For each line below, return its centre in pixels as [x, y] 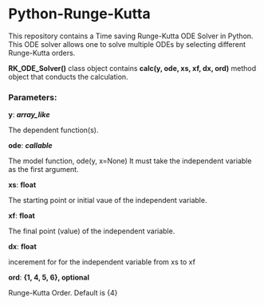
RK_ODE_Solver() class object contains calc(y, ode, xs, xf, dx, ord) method [132, 68]
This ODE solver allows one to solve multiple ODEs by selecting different [127, 44]
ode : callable [31, 146]
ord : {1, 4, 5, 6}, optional [49, 278]
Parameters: [33, 97]
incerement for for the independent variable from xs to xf [102, 262]
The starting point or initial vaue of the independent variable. [108, 201]
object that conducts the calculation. [69, 76]
